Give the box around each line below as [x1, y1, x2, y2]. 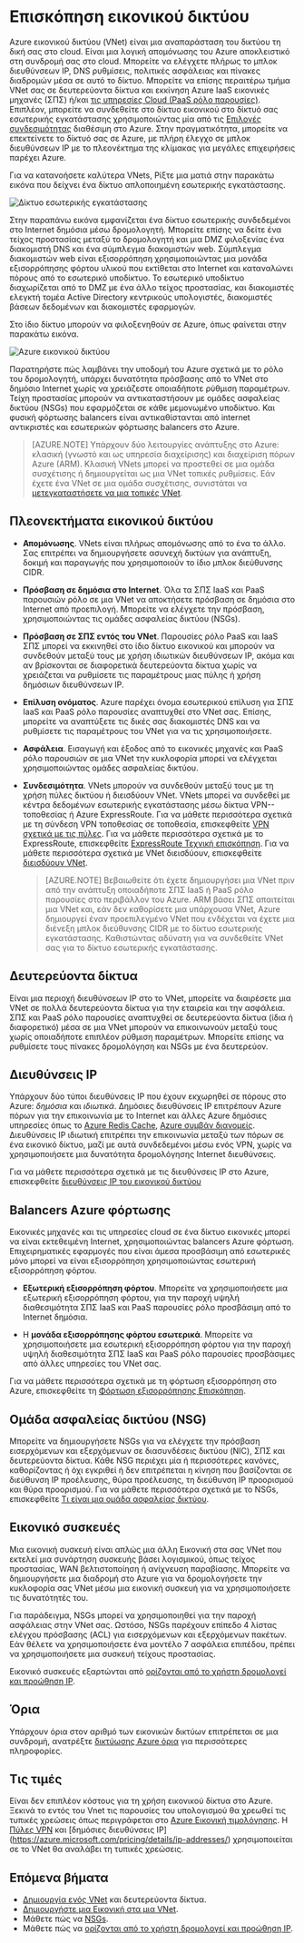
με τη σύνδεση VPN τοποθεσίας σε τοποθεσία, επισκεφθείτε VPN [22, 819, 270, 829]
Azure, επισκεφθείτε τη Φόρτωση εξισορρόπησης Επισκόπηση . [9, 1386, 247, 1397]
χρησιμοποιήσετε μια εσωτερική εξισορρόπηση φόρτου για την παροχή [22, 1339, 291, 1349]
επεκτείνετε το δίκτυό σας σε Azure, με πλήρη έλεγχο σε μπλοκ [9, 132, 251, 143]
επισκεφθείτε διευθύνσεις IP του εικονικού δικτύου [9, 1176, 201, 1187]
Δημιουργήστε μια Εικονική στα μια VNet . [22, 1904, 179, 1915]
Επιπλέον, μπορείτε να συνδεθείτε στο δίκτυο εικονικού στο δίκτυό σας [9, 103, 279, 114]
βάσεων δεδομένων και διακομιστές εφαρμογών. [9, 301, 197, 312]
